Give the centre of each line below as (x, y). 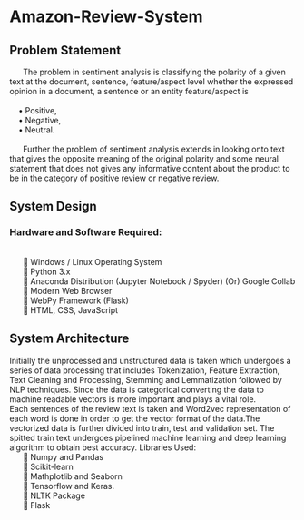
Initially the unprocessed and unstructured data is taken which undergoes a (151, 360)
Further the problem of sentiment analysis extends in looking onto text (154, 149)
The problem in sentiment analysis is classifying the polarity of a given (154, 72)
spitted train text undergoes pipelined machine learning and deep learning (148, 437)
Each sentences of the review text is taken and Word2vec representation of (150, 408)
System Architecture (69, 339)
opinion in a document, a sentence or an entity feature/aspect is (129, 91)
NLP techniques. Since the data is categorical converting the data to (137, 389)
